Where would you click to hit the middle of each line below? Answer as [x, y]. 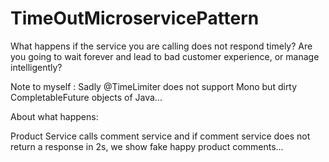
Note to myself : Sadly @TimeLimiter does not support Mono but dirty [154, 86]
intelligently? [36, 67]
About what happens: [54, 116]
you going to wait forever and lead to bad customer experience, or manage [165, 56]
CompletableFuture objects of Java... [86, 97]
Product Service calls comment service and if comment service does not [160, 136]
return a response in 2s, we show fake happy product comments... [147, 146]
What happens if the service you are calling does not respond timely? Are [161, 46]
